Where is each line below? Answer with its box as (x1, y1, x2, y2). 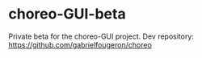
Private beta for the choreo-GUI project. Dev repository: (8, 31, 194, 41)
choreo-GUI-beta (8, 5, 127, 23)
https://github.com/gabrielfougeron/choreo (8, 39, 152, 49)
